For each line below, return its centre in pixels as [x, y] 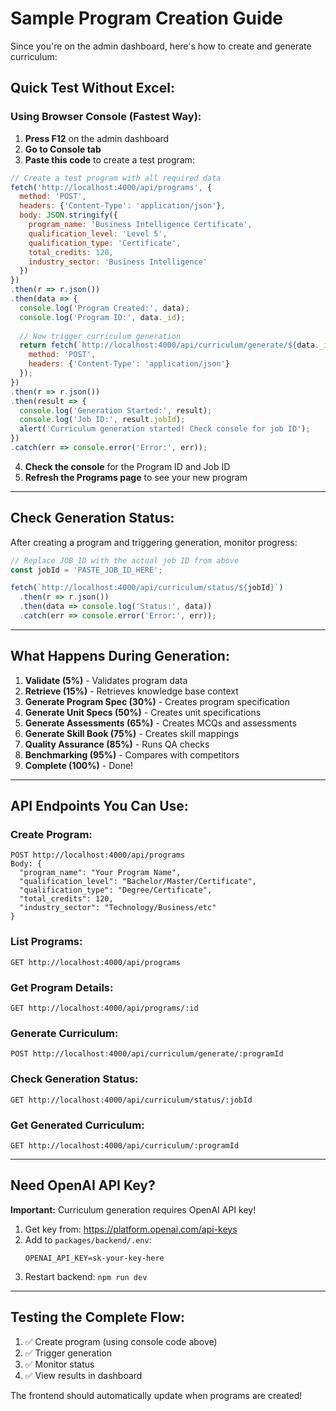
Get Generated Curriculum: [77, 1125]
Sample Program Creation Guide [146, 18]
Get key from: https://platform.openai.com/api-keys [131, 1229]
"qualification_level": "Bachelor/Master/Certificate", [138, 882]
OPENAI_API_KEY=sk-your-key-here [94, 1258]
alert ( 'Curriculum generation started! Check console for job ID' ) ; [165, 429]
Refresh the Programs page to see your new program [136, 477]
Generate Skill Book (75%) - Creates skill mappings [132, 733]
